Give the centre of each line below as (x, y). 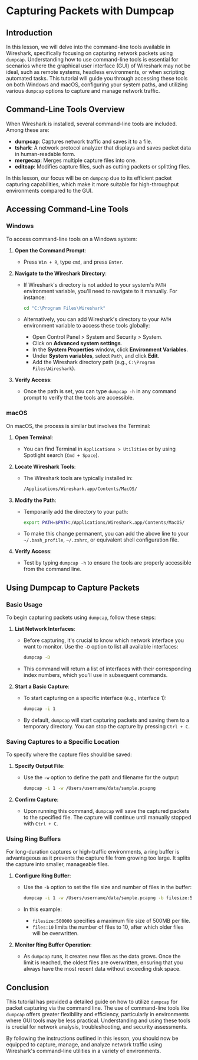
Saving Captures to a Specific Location (63, 741)
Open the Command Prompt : (50, 250)
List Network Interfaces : (45, 629)
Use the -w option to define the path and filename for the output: (101, 777)
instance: (34, 297)
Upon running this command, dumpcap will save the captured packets (106, 811)
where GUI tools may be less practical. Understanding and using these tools (98, 1020)
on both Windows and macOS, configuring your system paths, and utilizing (97, 85)
